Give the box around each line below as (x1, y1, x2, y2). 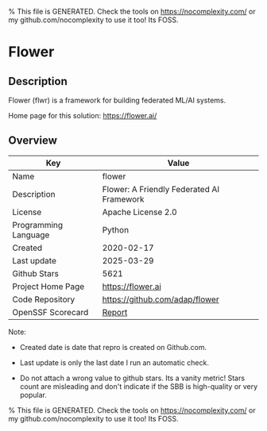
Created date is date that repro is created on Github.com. (19, 342, 207, 352)
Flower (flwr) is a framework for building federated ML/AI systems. (8, 95, 226, 105)
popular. (19, 390, 48, 399)
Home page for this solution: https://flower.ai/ (8, 111, 157, 120)
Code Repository (12, 294, 75, 305)
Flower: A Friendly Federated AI (102, 183, 220, 194)
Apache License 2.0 (102, 206, 177, 217)
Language (12, 229, 50, 241)
